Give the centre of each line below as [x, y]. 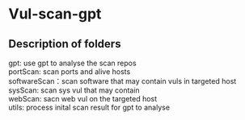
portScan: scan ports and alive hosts [70, 72]
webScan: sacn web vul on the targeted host [83, 99]
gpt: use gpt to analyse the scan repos [72, 63]
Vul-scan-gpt [55, 14]
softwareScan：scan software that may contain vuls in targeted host [122, 81]
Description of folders [65, 44]
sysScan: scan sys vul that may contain [74, 90]
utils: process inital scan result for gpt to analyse [89, 107]
